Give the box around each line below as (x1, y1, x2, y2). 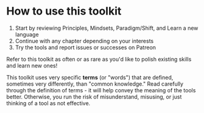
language (15, 30, 39, 38)
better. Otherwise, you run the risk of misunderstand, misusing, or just (6, 93, 182, 100)
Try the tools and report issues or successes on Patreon (15, 44, 157, 51)
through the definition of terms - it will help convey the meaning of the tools (6, 86, 196, 94)
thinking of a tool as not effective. (6, 99, 91, 107)
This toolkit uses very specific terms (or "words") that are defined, (6, 74, 174, 81)
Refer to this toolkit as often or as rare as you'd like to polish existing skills (6, 55, 192, 63)
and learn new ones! (6, 62, 58, 69)
